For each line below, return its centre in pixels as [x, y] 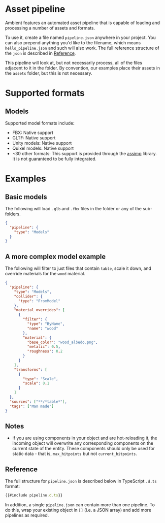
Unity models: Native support [42, 143]
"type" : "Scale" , [40, 379]
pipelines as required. [27, 515]
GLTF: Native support [34, 138]
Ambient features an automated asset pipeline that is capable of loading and [82, 23]
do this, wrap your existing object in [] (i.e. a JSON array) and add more [78, 510]
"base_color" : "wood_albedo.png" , [62, 342]
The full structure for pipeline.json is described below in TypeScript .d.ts [81, 481]
